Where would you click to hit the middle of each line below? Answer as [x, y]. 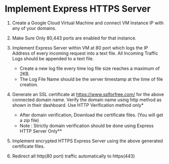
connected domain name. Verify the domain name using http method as [87, 100]
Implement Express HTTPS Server [78, 9]
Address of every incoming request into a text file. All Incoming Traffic [85, 53]
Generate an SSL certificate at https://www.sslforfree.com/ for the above [88, 94]
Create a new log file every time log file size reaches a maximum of [90, 68]
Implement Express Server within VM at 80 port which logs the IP [80, 48]
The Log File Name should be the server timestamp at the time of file [91, 79]
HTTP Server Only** [41, 131]
